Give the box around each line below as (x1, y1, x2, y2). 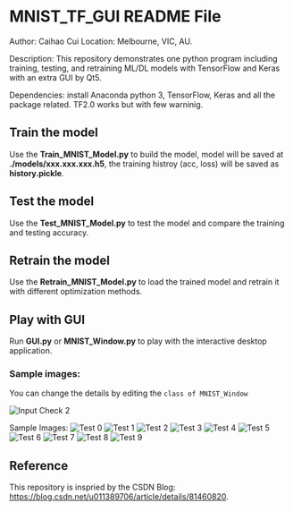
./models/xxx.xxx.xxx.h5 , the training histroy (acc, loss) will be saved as (9, 158, 280, 169)
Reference (9, 458, 69, 473)
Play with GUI (9, 311, 86, 328)
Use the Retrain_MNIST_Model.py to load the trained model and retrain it (9, 277, 280, 287)
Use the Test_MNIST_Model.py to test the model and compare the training (9, 217, 285, 228)
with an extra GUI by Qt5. (9, 72, 103, 82)
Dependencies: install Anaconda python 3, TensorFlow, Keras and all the (9, 89, 275, 100)
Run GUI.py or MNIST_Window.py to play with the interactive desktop (9, 336, 268, 346)
